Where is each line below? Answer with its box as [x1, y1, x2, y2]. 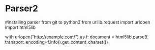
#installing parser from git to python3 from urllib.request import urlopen [5, 19, 151, 25]
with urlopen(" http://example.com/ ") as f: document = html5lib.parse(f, [5, 34, 149, 40]
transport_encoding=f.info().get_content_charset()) [5, 39, 108, 45]
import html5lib [5, 24, 36, 30]
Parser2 [5, 3, 38, 14]
